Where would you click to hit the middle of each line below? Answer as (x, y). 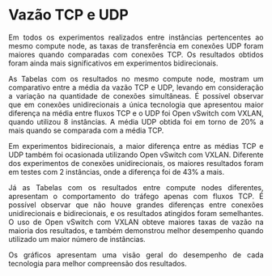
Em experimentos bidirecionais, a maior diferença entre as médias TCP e (136, 146)
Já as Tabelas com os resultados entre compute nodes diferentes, (136, 187)
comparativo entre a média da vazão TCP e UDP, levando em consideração (136, 87)
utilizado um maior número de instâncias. (77, 239)
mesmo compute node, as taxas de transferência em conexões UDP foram (136, 45)
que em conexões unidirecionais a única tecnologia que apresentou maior (136, 104)
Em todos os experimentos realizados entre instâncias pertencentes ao (136, 37)
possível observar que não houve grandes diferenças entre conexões (136, 205)
